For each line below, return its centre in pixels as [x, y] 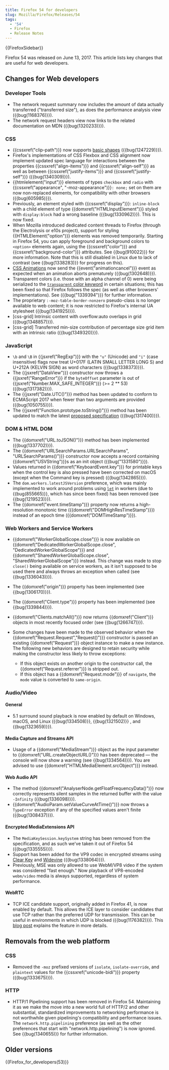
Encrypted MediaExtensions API [40, 827]
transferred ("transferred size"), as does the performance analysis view [87, 110]
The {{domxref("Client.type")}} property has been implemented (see [84, 602]
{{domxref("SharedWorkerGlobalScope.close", [61, 555]
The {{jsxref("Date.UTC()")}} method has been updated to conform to [85, 394]
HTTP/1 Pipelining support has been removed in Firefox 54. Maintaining [87, 1001]
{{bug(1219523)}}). [32, 499]
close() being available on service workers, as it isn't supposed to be [85, 566]
